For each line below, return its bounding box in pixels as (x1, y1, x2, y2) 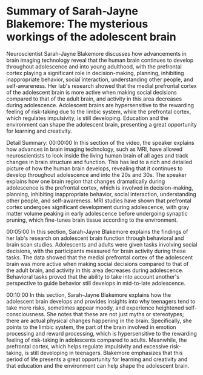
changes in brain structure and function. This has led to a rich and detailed (6, 158, 193, 165)
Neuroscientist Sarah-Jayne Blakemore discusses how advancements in (6, 50, 187, 57)
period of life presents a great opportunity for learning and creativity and (6, 356, 188, 363)
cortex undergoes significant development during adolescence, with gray (6, 203, 190, 210)
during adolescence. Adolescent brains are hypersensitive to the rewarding (6, 101, 195, 108)
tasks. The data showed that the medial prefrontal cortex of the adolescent (6, 253, 193, 261)
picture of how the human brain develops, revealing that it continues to (6, 165, 183, 172)
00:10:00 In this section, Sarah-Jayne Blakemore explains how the (6, 291, 171, 298)
